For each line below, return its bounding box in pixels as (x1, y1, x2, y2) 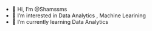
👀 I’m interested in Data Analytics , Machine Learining (12, 12, 146, 19)
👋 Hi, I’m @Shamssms (12, 6, 67, 13)
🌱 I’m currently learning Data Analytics (12, 18, 108, 25)
